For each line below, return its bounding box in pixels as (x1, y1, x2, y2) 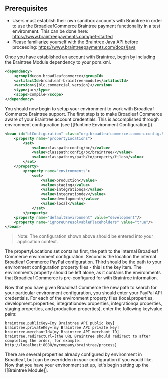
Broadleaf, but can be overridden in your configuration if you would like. (5, 357, 153, 363)
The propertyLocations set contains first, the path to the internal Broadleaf (5, 248, 158, 254)
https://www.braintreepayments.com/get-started (12, 33, 113, 39)
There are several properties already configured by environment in (5, 351, 142, 357)
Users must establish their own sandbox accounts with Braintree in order (12, 17, 162, 23)
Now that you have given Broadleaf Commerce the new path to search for (5, 285, 157, 291)
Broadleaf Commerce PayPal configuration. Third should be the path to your (5, 259, 162, 265)
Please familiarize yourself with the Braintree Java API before (12, 39, 139, 45)
